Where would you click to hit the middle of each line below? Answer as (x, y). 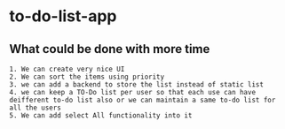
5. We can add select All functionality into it (101, 116)
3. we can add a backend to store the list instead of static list (137, 85)
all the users (36, 108)
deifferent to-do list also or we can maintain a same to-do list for (142, 100)
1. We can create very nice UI (67, 69)
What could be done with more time (110, 49)
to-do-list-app (63, 16)
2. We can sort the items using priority (87, 77)
